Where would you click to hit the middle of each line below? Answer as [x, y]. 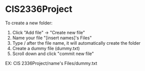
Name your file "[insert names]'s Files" [52, 38]
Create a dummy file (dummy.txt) [46, 48]
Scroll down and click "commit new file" [53, 54]
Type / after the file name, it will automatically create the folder [76, 43]
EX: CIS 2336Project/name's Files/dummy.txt [51, 63]
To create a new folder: [29, 23]
